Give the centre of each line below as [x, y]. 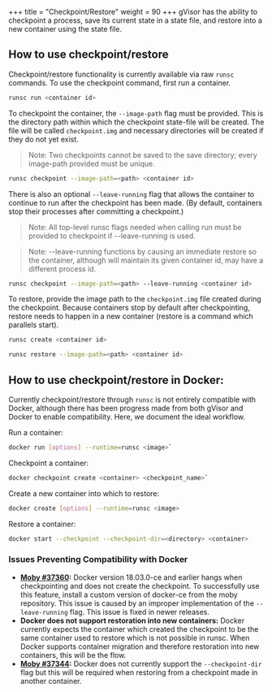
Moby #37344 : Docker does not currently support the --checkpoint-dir [141, 664]
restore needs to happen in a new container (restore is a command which [131, 316]
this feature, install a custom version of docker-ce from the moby [129, 594]
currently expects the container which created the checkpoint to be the [139, 629]
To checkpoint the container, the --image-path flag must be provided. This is [136, 113]
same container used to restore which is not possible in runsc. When [135, 638]
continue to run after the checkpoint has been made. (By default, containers [135, 202]
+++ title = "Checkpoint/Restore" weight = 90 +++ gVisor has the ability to [133, 12]
